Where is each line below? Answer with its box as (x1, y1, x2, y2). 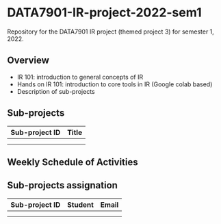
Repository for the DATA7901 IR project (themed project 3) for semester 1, (7, 27, 214, 36)
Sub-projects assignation (7, 179, 118, 191)
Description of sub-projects (16, 87, 95, 95)
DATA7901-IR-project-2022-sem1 (7, 5, 202, 21)
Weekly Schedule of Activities (7, 156, 138, 168)
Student (67, 200, 94, 210)
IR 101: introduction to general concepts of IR (16, 73, 144, 81)
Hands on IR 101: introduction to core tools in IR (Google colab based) (16, 80, 213, 88)
